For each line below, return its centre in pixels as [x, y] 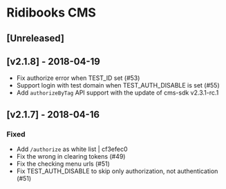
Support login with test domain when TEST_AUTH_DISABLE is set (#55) [118, 86]
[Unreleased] [36, 38]
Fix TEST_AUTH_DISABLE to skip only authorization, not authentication [117, 171]
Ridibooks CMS [51, 13]
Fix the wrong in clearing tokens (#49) [71, 157]
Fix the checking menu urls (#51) [63, 164]
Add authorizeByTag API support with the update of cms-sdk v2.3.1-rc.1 [117, 93]
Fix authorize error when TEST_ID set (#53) [78, 78]
